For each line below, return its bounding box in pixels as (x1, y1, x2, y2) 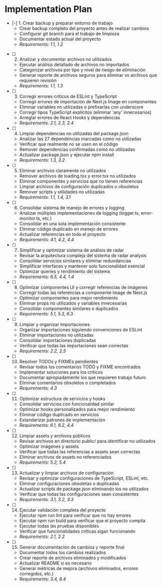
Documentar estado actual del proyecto (19, 36, 101, 42)
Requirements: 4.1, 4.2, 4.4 (19, 236, 74, 243)
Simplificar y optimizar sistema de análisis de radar (19, 247, 124, 253)
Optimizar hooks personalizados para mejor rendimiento (19, 406, 135, 412)
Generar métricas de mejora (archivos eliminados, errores (19, 565, 138, 571)
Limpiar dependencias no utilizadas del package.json (19, 130, 129, 136)
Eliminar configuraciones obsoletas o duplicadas (19, 480, 120, 486)
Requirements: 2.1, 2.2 (19, 533, 65, 540)
